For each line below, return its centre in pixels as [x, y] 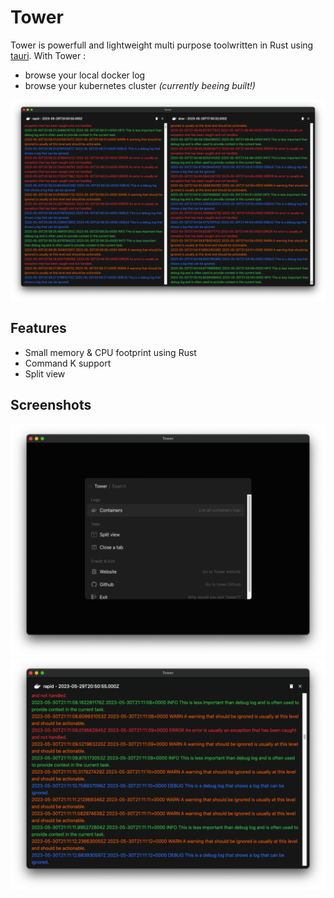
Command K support [68, 363]
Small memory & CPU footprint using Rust [110, 352]
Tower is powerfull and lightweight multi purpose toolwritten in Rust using [162, 45]
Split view [45, 373]
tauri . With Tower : [48, 55]
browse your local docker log [85, 75]
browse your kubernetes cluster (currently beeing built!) [140, 85]
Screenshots [51, 405]
